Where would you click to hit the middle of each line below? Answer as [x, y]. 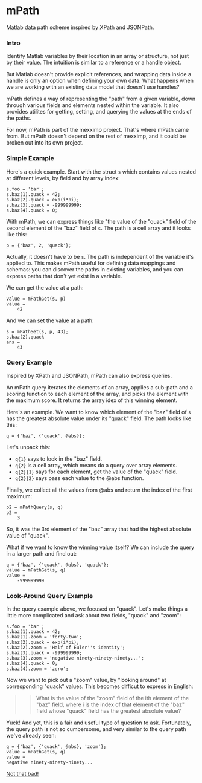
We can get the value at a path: [45, 287]
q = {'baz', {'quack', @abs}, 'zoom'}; [56, 747]
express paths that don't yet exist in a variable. [64, 276]
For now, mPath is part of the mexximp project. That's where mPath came [98, 130]
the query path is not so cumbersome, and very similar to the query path [96, 729]
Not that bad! [23, 774]
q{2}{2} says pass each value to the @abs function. [79, 478]
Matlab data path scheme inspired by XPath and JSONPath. [80, 27]
